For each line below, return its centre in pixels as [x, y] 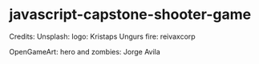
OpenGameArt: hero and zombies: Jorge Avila [85, 51]
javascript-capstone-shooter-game [130, 15]
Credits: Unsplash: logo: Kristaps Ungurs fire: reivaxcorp [102, 36]
